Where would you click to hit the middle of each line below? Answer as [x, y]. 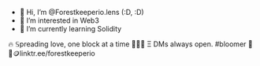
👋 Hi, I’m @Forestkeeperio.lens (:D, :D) [82, 12]
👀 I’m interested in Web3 [59, 20]
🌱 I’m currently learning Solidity [71, 29]
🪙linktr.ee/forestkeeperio [52, 53]
